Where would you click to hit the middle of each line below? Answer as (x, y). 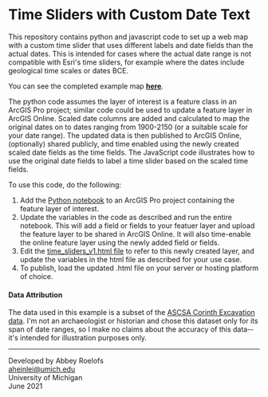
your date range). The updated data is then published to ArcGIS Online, (125, 135)
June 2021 (26, 386)
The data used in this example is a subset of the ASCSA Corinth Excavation (132, 312)
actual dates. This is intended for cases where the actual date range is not (130, 53)
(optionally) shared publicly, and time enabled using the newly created (124, 143)
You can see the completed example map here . (86, 86)
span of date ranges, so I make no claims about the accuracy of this (120, 329)
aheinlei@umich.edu (42, 369)
